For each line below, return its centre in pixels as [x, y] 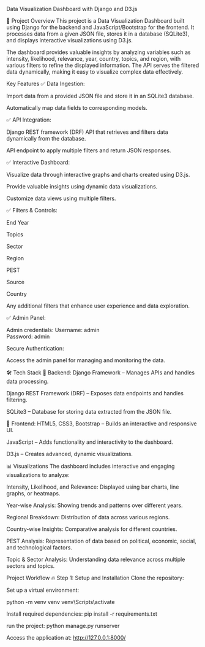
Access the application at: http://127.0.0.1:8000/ [66, 637]
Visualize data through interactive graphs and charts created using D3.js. [98, 175]
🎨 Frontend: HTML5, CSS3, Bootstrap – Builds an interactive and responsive [102, 424]
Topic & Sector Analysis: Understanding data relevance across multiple [96, 559]
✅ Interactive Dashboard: [38, 162]
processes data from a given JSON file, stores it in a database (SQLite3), [98, 34]
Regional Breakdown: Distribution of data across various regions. [88, 517]
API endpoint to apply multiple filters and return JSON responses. [89, 150]
